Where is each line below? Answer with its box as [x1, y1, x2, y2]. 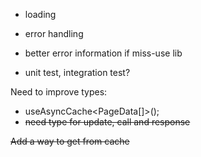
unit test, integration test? [24, 67, 131, 78]
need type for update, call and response [24, 116, 191, 128]
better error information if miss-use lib [24, 47, 183, 59]
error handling [24, 28, 84, 39]
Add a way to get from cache [10, 135, 130, 147]
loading [24, 9, 57, 20]
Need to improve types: [10, 86, 108, 98]
